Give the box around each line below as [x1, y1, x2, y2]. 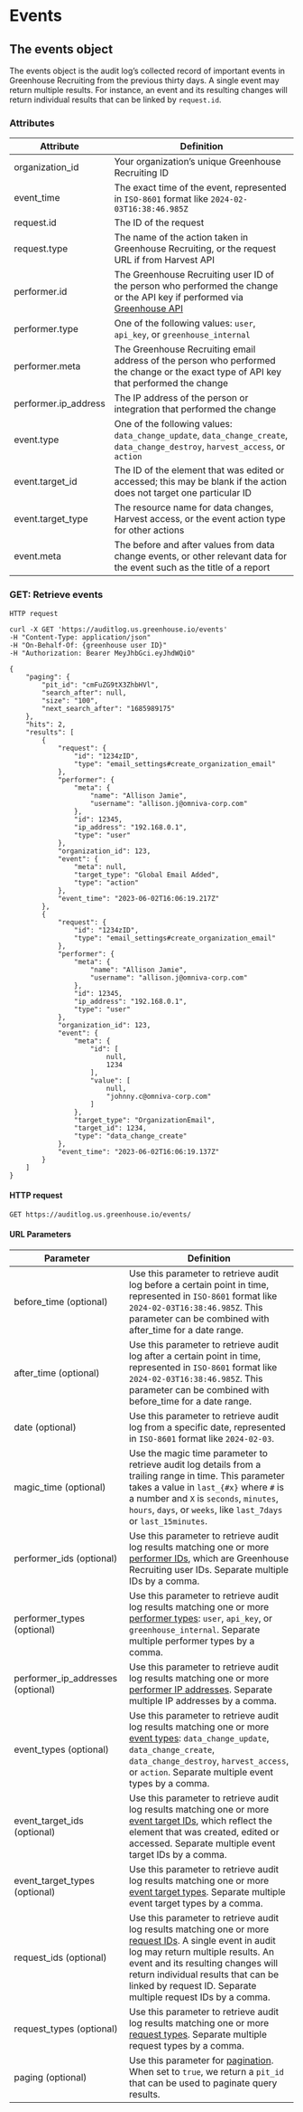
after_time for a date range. [129, 1324, 244, 1336]
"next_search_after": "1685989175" [41, 704, 176, 713]
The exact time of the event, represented [114, 182, 287, 194]
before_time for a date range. [129, 1395, 252, 1407]
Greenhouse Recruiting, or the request [114, 242, 277, 255]
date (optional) [14, 1421, 77, 1434]
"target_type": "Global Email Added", [73, 870, 220, 879]
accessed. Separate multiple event [129, 1837, 276, 1850]
